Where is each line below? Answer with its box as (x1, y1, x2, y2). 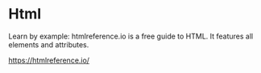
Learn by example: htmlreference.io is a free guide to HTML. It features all (8, 31, 254, 41)
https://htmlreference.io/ (8, 55, 90, 65)
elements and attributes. (8, 39, 89, 49)
